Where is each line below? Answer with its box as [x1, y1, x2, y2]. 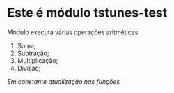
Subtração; [17, 49, 49, 57]
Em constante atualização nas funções [7, 77, 120, 85]
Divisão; [17, 64, 41, 72]
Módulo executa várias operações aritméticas [7, 28, 139, 36]
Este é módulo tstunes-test [7, 5, 168, 21]
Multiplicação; [17, 56, 58, 64]
